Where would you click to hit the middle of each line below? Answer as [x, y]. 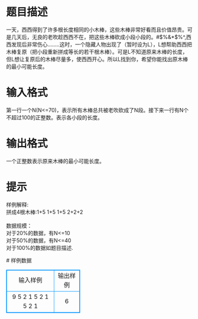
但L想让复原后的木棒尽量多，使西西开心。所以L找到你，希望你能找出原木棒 [97, 59]
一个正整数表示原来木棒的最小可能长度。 [55, 161]
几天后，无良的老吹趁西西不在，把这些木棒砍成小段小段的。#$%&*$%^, [99, 37]
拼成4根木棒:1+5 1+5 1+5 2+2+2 [45, 212]
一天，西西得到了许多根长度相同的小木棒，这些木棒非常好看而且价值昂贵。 [97, 30]
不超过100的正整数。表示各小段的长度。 [55, 117]
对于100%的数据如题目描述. [40, 248]
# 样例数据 [19, 260]
